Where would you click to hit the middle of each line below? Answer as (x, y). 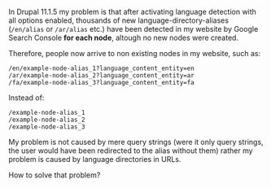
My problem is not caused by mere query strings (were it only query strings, (136, 142)
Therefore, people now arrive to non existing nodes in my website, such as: (135, 53)
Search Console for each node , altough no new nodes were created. (123, 37)
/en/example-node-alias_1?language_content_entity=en (102, 68)
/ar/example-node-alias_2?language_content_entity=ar (102, 76)
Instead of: (26, 98)
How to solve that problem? (55, 175)
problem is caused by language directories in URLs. (95, 159)
